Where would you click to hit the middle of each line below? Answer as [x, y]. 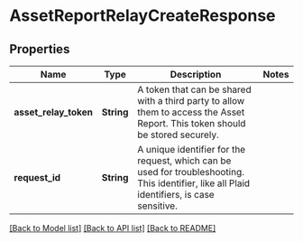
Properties [40, 49]
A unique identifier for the [192, 149]
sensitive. [157, 206]
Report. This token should [192, 123]
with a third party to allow [191, 101]
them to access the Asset [191, 112]
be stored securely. [178, 135]
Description [196, 74]
